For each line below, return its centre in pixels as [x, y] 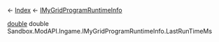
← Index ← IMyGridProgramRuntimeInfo [65, 10]
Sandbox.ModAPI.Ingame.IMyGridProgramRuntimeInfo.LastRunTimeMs [109, 31]
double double [28, 23]
